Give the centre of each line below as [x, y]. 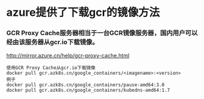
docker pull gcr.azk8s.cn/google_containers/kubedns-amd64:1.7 [88, 90]
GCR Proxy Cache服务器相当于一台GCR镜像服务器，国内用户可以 [102, 33]
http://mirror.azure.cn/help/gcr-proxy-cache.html [68, 56]
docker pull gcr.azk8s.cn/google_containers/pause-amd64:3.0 [86, 85]
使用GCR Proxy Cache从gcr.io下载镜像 [51, 68]
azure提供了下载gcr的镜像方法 [83, 12]
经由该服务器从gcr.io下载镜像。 [52, 42]
